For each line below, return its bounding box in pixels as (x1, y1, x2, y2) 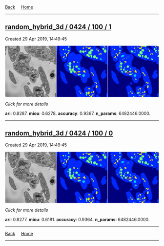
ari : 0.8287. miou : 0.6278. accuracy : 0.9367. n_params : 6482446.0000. (5, 110, 150, 116)
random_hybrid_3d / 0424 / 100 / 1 (5, 23, 112, 31)
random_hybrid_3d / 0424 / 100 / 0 (5, 129, 113, 137)
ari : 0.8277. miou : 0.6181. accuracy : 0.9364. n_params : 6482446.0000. (5, 217, 150, 223)
